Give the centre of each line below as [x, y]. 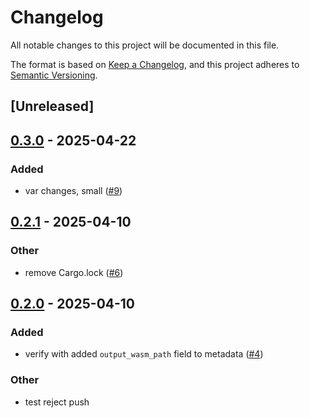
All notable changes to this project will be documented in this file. [145, 45]
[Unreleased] [52, 106]
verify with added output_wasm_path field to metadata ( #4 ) [144, 354]
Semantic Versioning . [54, 75]
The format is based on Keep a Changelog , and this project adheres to [155, 64]
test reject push [57, 402]
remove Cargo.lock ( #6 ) [74, 272]
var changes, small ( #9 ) [73, 191]
